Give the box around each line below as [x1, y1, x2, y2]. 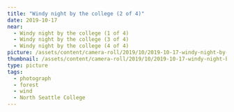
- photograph [13, 74, 52, 82]
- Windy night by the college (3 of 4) [13, 36, 130, 43]
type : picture [7, 62, 49, 69]
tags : [7, 68, 23, 75]
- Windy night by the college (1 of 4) [13, 29, 130, 37]
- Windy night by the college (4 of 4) [13, 42, 130, 49]
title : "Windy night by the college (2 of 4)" [7, 10, 145, 17]
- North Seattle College [13, 95, 86, 102]
